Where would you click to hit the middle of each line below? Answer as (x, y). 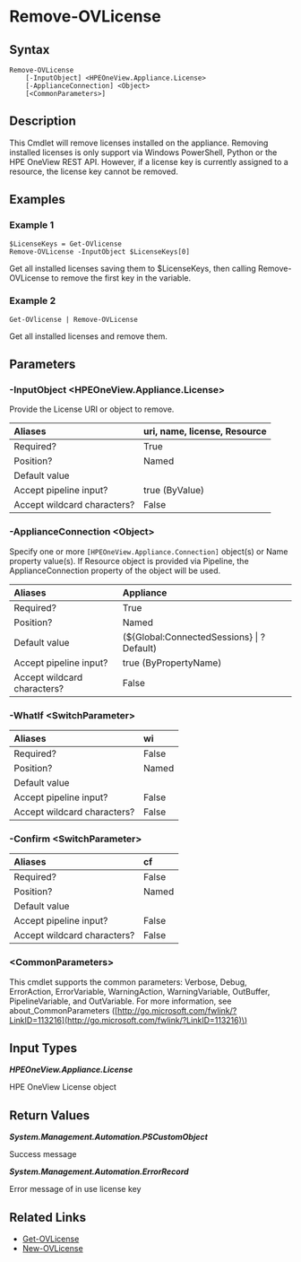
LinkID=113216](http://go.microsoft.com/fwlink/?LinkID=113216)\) (129, 1020)
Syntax (30, 50)
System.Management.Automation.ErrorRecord (99, 1171)
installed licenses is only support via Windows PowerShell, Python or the (143, 152)
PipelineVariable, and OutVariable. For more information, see (120, 1001)
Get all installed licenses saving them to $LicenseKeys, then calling (133, 268)
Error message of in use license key (75, 1189)
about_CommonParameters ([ (64, 1010)
